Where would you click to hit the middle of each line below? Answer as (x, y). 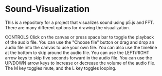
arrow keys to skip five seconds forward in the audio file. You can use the (79, 57)
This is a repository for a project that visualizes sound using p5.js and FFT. (80, 22)
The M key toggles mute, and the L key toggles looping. (61, 68)
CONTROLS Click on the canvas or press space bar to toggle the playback (80, 37)
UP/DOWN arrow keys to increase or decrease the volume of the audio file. (80, 63)
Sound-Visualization (47, 9)
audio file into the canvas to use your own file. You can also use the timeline (81, 47)
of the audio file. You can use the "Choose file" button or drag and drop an (80, 42)
